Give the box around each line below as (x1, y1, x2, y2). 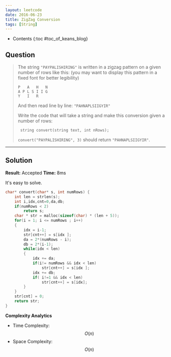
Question (5, 50, 35, 59)
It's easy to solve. (5, 180, 42, 186)
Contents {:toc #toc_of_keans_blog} (12, 36, 88, 42)
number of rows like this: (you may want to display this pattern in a (17, 69, 158, 75)
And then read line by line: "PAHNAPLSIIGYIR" (17, 103, 111, 109)
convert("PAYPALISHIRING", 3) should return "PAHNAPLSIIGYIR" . (17, 137, 150, 143)
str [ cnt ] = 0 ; (14, 294, 44, 299)
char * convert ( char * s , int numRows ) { (5, 189, 90, 194)
